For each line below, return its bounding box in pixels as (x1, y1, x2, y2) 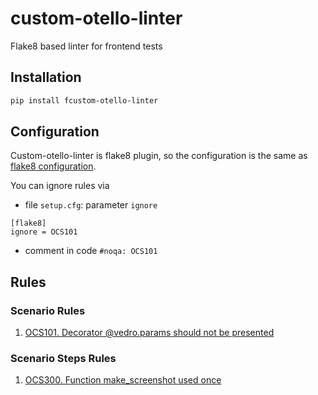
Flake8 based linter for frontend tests (10, 40, 163, 52)
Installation (10, 69, 82, 86)
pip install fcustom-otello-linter (10, 95, 159, 106)
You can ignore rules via (10, 180, 110, 192)
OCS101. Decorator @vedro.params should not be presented (24, 327, 275, 339)
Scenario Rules (10, 303, 86, 317)
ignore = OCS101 (10, 227, 78, 237)
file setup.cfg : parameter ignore (24, 199, 158, 211)
